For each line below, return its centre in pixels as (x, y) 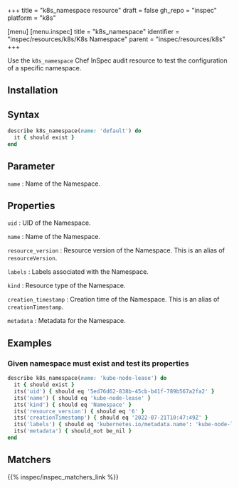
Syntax (23, 114)
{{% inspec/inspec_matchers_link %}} (63, 477)
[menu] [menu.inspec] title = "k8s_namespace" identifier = (94, 32)
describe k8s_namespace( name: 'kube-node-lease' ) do (87, 378)
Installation (33, 91)
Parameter (31, 166)
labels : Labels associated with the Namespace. (78, 272)
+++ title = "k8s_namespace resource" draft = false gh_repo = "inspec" (112, 10)
